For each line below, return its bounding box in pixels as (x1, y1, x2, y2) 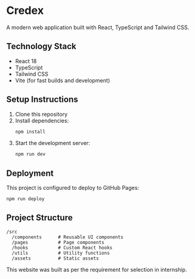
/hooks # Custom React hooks (12, 244, 113, 250)
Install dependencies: (15, 116, 69, 124)
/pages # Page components (12, 239, 104, 246)
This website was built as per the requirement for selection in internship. (6, 266, 187, 273)
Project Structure (6, 213, 73, 223)
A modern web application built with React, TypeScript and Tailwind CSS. (6, 24, 190, 31)
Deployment (6, 168, 54, 178)
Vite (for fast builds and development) (15, 76, 111, 84)
